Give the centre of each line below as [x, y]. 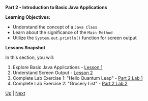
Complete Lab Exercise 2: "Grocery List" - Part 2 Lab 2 [70, 83]
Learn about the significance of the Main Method [63, 32]
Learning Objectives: [28, 17]
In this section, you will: [30, 57]
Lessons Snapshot [25, 47]
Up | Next [15, 93]
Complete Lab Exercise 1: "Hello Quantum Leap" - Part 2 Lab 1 [78, 78]
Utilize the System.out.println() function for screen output [75, 38]
